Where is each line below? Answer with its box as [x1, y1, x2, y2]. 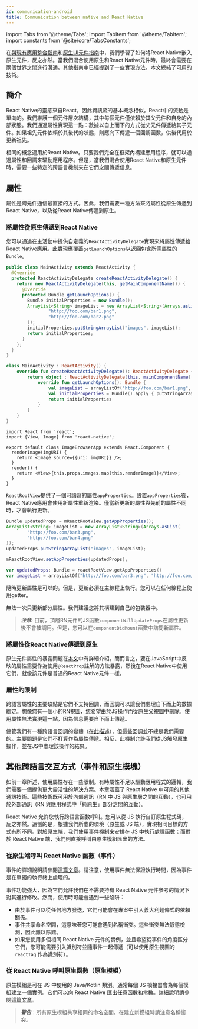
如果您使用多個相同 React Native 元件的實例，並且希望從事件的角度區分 [14, 936, 189, 943]
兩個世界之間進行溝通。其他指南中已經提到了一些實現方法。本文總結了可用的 [6, 63, 192, 71]
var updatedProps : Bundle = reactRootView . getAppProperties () [6, 567, 162, 573]
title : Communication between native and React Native [6, 14, 144, 20]
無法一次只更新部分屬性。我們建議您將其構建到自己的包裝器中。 [6, 604, 161, 611]
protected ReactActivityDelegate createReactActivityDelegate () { [11, 276, 178, 282]
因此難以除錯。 [25, 928, 62, 936]
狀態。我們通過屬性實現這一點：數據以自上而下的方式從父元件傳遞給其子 [11, 122, 187, 129]
